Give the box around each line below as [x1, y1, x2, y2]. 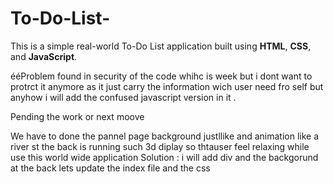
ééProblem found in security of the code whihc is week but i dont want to [10, 70, 313, 82]
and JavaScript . [10, 50, 78, 62]
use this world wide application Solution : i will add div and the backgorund [10, 151, 319, 163]
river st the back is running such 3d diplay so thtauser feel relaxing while [10, 140, 310, 152]
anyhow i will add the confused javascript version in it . [10, 91, 237, 103]
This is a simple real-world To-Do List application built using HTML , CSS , [10, 40, 312, 52]
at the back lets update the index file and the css [10, 162, 211, 174]
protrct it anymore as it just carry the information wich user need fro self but [10, 80, 324, 92]
